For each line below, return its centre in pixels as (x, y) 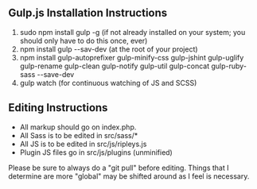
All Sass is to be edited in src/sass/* (79, 135)
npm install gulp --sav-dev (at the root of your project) (109, 49)
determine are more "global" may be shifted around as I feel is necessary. (129, 176)
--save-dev (56, 74)
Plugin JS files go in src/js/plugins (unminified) (96, 152)
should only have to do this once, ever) (84, 40)
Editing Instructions (58, 108)
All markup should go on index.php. (78, 127)
